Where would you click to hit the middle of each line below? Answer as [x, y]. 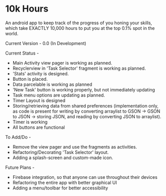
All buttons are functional [39, 127]
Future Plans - [20, 167]
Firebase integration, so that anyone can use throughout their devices [85, 177]
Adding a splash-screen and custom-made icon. [63, 158]
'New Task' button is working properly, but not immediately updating [84, 89]
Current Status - [22, 53]
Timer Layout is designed [39, 100]
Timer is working [30, 122]
